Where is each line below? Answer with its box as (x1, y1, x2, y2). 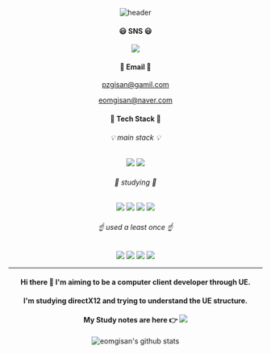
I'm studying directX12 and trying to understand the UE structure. (23, 295, 248, 306)
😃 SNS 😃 (119, 26, 152, 35)
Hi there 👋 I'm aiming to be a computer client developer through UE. (20, 277, 251, 287)
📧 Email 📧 (119, 61, 152, 72)
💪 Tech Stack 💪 (110, 114, 161, 123)
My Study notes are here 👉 (83, 315, 178, 325)
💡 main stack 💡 (110, 132, 161, 142)
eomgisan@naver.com (98, 95, 173, 105)
